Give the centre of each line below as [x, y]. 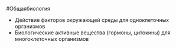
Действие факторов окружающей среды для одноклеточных [92, 20]
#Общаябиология [28, 9]
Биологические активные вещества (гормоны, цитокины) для [92, 33]
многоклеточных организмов [52, 39]
